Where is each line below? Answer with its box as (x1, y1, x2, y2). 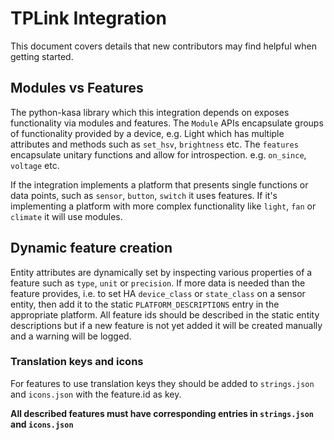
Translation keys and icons (10, 355, 144, 369)
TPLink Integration (10, 7, 167, 30)
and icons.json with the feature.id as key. (10, 388, 182, 400)
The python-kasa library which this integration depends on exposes (10, 106, 290, 118)
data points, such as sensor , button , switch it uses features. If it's (10, 189, 278, 201)
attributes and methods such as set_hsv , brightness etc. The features (10, 138, 299, 150)
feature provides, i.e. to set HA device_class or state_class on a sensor (10, 287, 306, 299)
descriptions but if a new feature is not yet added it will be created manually (10, 319, 323, 331)
